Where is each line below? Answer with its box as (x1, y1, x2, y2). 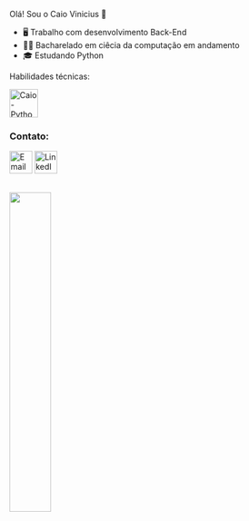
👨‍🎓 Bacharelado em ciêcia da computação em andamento (22, 40, 240, 50)
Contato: (9, 130, 50, 143)
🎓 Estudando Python (22, 50, 105, 61)
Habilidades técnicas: (9, 71, 91, 82)
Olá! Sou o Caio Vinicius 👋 (9, 9, 107, 19)
